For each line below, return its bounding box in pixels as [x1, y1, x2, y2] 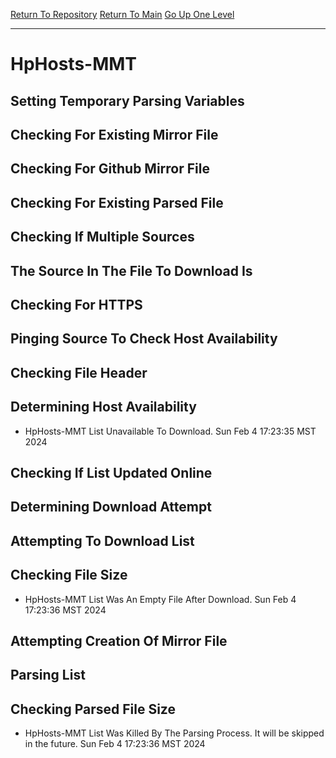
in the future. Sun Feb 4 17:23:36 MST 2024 [24, 738, 206, 750]
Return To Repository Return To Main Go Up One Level [10, 9, 235, 20]
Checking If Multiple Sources [10, 229, 195, 246]
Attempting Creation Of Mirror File [10, 632, 228, 649]
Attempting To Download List [10, 532, 195, 549]
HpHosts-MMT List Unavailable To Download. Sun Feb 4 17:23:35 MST [24, 425, 317, 437]
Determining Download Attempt [10, 499, 212, 516]
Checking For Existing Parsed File [10, 194, 224, 211]
